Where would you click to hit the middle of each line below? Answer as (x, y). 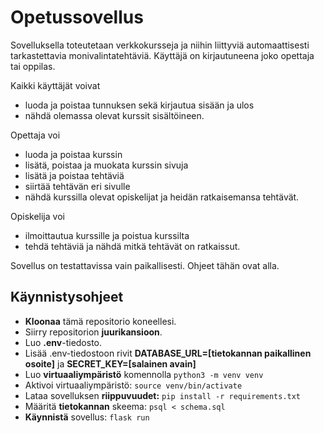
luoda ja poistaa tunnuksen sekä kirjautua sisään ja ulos (139, 105)
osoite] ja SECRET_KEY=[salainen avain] (110, 363)
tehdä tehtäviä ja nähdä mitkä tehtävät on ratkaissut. (132, 246)
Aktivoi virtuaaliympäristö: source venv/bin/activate (133, 385)
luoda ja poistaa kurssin (73, 154)
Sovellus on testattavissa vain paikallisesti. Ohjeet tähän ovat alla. (145, 265)
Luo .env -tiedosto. (63, 342)
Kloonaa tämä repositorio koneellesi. (100, 321)
